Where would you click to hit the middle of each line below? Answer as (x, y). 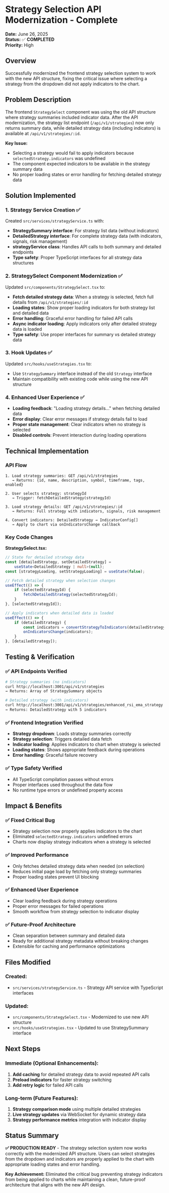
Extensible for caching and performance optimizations (69, 946)
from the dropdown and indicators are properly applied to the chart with (80, 1159)
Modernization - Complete (62, 20)
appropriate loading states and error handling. (53, 1164)
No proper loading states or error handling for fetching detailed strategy (87, 174)
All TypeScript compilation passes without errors (63, 779)
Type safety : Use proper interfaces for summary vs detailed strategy (84, 334)
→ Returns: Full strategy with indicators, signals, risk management (86, 511)
